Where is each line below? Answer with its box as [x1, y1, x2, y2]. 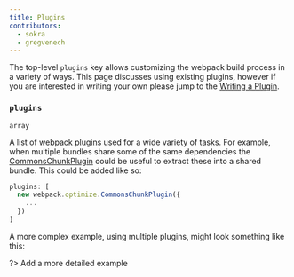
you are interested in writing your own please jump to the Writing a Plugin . [9, 81, 280, 91]
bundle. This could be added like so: [9, 165, 142, 176]
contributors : [9, 21, 62, 30]
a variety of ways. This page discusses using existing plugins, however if [9, 72, 276, 83]
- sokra [17, 29, 46, 38]
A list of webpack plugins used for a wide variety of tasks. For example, [9, 137, 271, 147]
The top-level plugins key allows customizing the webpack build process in [9, 62, 286, 73]
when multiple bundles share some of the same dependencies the [9, 146, 251, 156]
